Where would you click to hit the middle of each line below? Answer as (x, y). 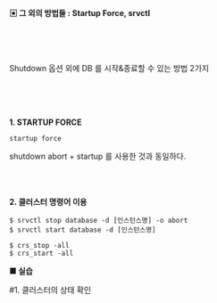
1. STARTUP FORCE (46, 122)
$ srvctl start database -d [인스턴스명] (83, 230)
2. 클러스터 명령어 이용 (48, 202)
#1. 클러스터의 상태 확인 (50, 290)
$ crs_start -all (42, 253)
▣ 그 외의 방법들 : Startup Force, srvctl (79, 13)
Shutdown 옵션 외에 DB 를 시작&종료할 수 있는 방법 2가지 (109, 68)
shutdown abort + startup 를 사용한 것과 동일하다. (98, 156)
